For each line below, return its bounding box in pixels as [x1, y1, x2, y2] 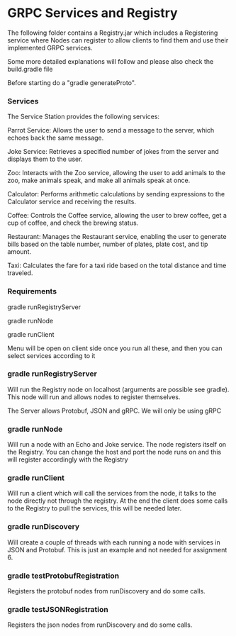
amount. [7, 247, 32, 256]
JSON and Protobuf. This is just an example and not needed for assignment [7, 545, 227, 554]
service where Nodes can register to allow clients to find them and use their [7, 35, 229, 44]
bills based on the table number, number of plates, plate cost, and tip [7, 240, 208, 249]
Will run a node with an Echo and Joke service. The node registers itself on [7, 440, 227, 449]
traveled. [7, 269, 33, 277]
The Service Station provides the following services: [7, 112, 160, 121]
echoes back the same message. [7, 133, 104, 143]
